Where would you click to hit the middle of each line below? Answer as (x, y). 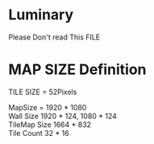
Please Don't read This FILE (54, 37)
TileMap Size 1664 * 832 (50, 124)
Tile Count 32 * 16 (39, 133)
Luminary (41, 15)
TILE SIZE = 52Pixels (43, 92)
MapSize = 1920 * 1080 (48, 107)
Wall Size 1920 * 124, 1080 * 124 (62, 116)
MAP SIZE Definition (77, 70)
